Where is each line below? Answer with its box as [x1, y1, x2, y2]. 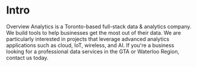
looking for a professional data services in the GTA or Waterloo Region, [6, 48, 180, 55]
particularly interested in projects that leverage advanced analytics [6, 35, 170, 42]
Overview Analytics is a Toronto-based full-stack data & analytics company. [6, 23, 192, 30]
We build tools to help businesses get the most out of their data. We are [6, 29, 181, 36]
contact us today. [6, 54, 49, 61]
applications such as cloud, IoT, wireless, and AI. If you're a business [6, 42, 174, 49]
